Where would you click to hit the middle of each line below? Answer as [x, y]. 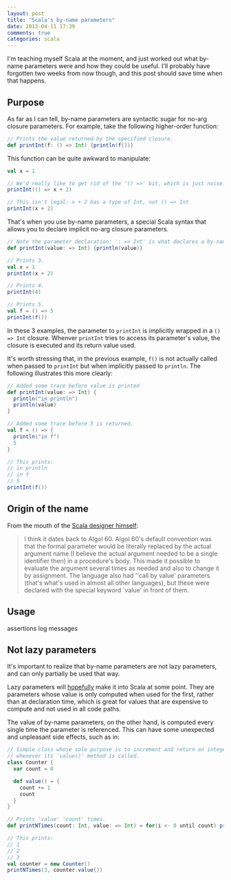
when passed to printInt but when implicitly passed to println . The [104, 366]
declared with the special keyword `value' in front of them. [106, 590]
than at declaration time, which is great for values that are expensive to [108, 702]
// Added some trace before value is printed [73, 386]
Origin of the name [48, 509]
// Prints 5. [26, 305]
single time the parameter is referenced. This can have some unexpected [111, 730]
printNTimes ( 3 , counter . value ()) [55, 870]
